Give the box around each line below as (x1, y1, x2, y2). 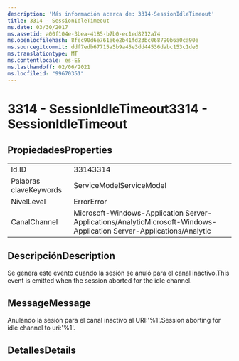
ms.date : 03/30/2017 (7, 23, 69, 31)
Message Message (7, 297, 91, 309)
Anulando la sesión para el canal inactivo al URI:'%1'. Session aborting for (7, 316, 221, 325)
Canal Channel (11, 216, 58, 226)
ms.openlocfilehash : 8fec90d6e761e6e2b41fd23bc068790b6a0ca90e (7, 37, 199, 44)
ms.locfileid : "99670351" (7, 70, 84, 77)
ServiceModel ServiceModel (73, 180, 167, 190)
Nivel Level (11, 197, 46, 206)
